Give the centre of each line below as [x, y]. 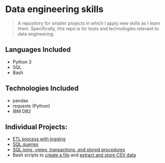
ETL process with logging [39, 139]
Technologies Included [42, 88]
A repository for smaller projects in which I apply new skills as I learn [89, 23]
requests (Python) [31, 106]
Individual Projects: [36, 127]
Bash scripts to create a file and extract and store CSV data [74, 155]
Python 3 [22, 62]
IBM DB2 [22, 111]
